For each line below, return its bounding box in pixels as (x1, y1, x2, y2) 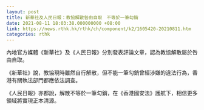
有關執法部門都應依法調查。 (11, 77, 81, 84)
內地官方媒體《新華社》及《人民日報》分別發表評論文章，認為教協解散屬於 (6, 49, 192, 56)
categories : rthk (6, 31, 50, 37)
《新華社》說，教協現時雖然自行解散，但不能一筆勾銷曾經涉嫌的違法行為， (6, 69, 192, 76)
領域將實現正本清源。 (6, 97, 59, 105)
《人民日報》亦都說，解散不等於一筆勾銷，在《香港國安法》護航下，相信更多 (6, 89, 198, 97)
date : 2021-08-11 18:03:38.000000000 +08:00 (6, 20, 121, 26)
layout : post (6, 8, 39, 15)
